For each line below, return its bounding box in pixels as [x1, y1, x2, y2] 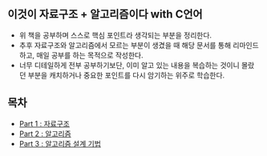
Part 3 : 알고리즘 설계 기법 [18, 138, 102, 148]
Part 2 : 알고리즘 [18, 129, 71, 138]
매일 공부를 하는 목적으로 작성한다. [36, 50, 144, 60]
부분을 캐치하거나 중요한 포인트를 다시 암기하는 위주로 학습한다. [27, 70, 225, 80]
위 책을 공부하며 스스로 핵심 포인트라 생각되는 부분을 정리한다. [18, 30, 212, 40]
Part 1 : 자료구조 [18, 118, 70, 128]
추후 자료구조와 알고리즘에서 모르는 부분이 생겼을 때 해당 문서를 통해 [18, 40, 232, 50]
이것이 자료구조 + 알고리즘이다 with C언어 [7, 7, 203, 22]
